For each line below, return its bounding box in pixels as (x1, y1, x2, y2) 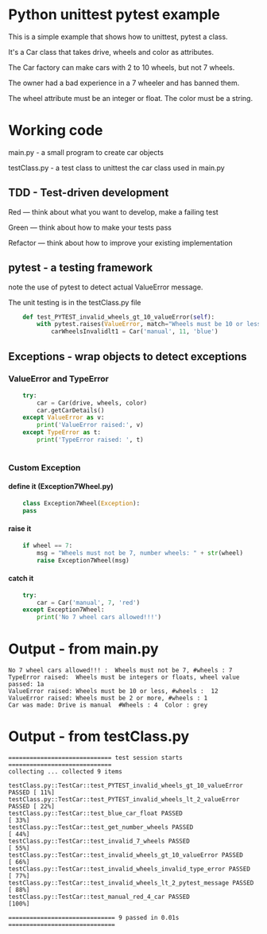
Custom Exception (8, 462, 81, 473)
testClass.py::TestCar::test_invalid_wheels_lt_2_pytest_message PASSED (8, 879, 254, 887)
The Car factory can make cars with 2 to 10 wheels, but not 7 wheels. (8, 62, 235, 72)
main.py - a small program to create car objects (8, 147, 164, 157)
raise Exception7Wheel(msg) (37, 556, 130, 564)
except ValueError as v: (22, 413, 105, 422)
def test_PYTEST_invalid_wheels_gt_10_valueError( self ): (22, 312, 215, 321)
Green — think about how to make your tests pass (8, 223, 172, 232)
